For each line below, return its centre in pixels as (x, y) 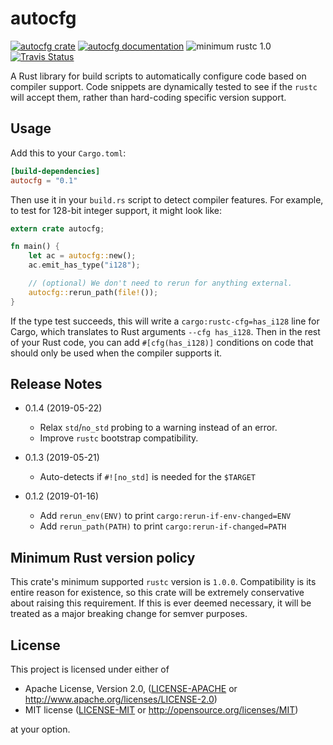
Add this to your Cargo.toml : (68, 153)
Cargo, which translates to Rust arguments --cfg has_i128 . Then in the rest (165, 331)
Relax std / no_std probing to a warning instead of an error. (158, 428)
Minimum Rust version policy (103, 557)
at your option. (40, 729)
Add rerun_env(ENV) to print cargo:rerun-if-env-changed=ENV (165, 516)
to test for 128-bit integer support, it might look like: (116, 210)
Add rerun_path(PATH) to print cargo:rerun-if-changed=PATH (163, 526)
